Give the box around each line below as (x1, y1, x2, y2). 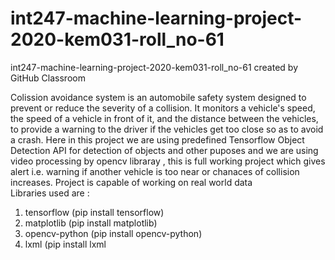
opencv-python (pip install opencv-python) (24, 227, 203, 239)
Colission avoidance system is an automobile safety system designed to (10, 91, 307, 103)
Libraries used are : (10, 187, 90, 199)
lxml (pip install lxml (24, 238, 107, 250)
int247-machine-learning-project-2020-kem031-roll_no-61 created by (10, 61, 299, 73)
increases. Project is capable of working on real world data (10, 176, 253, 188)
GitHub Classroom (10, 72, 86, 84)
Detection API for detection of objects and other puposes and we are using (10, 144, 319, 156)
